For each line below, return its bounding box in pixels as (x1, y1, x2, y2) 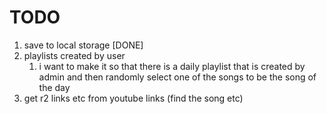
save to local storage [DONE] (23, 39, 144, 51)
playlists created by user (23, 49, 126, 61)
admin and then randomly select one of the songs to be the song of (38, 71, 317, 83)
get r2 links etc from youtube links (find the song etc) (23, 92, 244, 104)
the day (38, 81, 71, 93)
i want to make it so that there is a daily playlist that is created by (38, 60, 306, 72)
